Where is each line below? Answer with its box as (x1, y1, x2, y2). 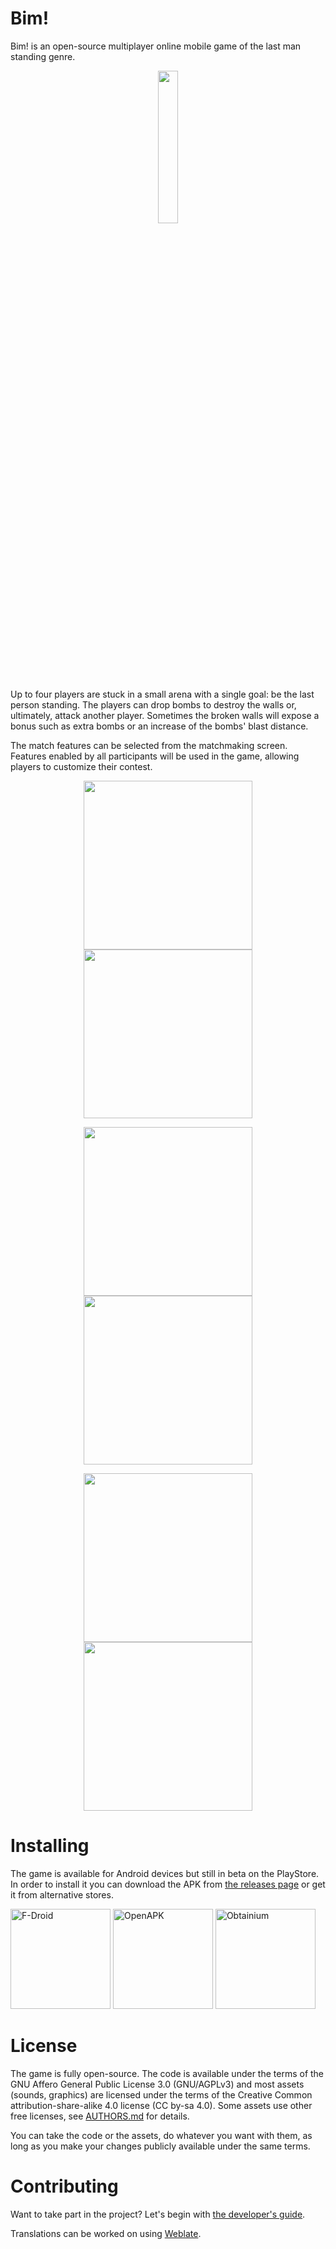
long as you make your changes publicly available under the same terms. (10, 2140, 311, 2152)
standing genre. (10, 50, 76, 62)
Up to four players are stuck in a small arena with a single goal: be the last (10, 688, 315, 700)
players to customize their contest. (10, 760, 153, 772)
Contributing (10, 2175, 119, 2197)
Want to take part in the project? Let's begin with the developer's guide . (10, 2208, 306, 2220)
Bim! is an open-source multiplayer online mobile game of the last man (10, 40, 302, 52)
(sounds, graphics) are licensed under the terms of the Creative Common (10, 2088, 313, 2101)
